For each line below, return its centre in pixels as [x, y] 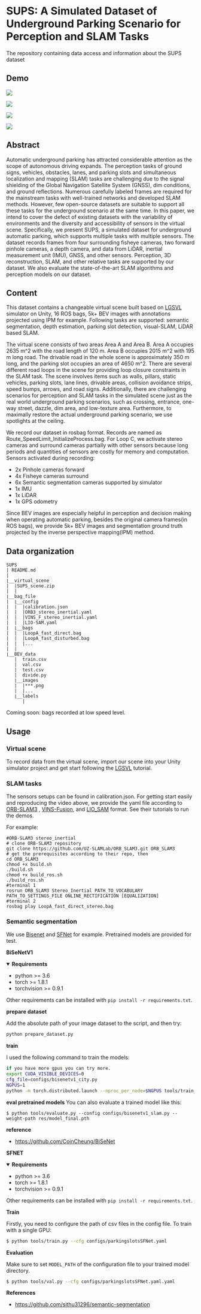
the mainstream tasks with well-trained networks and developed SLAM [93, 198]
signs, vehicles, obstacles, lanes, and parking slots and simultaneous [91, 172]
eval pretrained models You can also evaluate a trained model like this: [94, 1102]
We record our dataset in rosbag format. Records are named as [84, 432]
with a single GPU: [29, 1230]
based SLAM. [23, 333]
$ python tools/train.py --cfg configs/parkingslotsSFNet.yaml [87, 1241]
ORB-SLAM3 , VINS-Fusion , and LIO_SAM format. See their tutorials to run [98, 809]
